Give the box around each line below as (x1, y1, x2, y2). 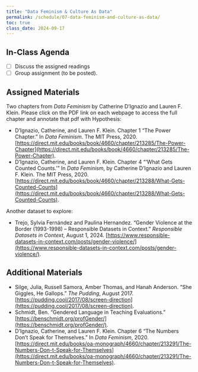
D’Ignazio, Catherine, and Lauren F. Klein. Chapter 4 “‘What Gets (14, 158, 173, 165)
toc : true (6, 20, 31, 25)
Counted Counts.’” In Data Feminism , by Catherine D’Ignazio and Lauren (14, 165, 191, 172)
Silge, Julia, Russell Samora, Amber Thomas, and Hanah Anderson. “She (14, 283, 192, 290)
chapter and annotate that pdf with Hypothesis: (6, 116, 122, 122)
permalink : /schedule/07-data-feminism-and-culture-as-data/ (6, 14, 161, 20)
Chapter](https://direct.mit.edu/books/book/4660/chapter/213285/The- (14, 146, 190, 153)
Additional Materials (6, 268, 83, 278)
